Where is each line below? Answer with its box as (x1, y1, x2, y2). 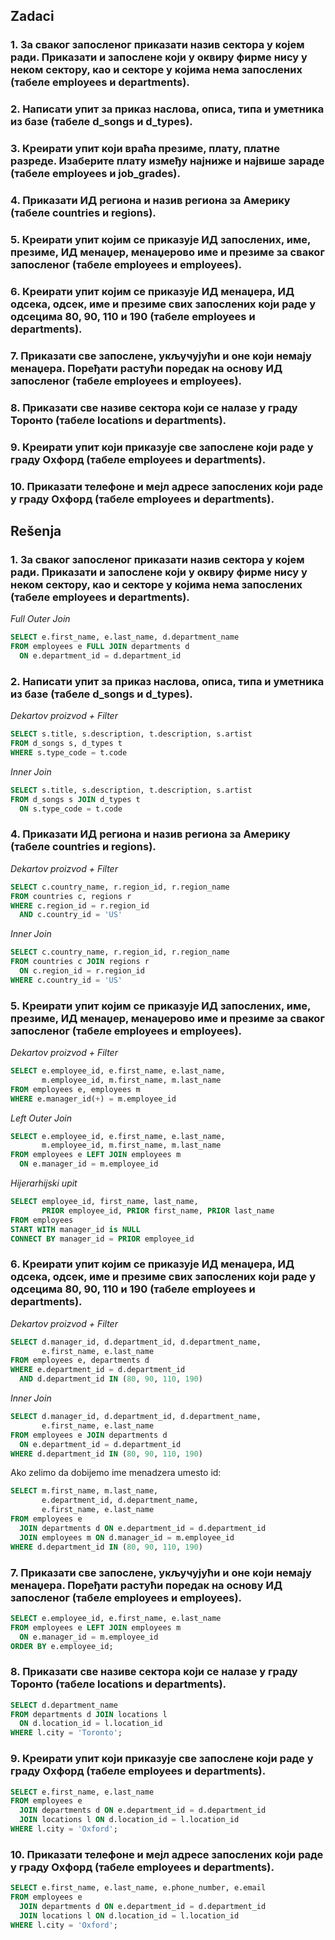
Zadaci (10, 8, 55, 25)
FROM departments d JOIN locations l (10, 1709, 168, 1719)
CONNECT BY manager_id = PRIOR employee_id (10, 1234, 195, 1244)
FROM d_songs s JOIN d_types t (10, 794, 141, 804)
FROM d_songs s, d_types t (10, 739, 123, 749)
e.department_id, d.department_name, (41, 1495, 199, 1506)
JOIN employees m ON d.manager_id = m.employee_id (19, 1532, 235, 1543)
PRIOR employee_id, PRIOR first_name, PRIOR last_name (41, 1205, 275, 1216)
